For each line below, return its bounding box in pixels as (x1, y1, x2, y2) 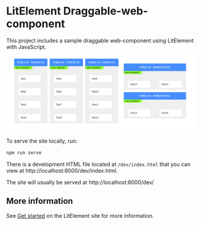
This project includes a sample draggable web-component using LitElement (6, 37, 194, 44)
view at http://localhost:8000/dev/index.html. (6, 167, 119, 174)
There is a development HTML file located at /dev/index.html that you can (6, 161, 191, 168)
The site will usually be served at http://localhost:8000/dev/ (6, 179, 154, 186)
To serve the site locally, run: (6, 137, 78, 145)
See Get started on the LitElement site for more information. (6, 212, 155, 219)
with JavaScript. (6, 43, 46, 51)
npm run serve (6, 150, 42, 156)
